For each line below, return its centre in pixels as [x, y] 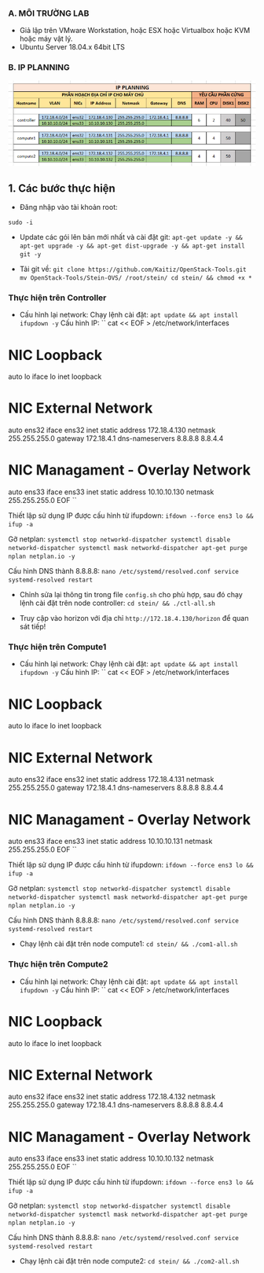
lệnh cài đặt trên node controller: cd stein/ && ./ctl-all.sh [117, 603]
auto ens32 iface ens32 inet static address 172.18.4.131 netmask [111, 780]
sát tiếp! [33, 627]
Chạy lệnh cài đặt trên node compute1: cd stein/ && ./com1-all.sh [128, 944]
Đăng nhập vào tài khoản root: [68, 207]
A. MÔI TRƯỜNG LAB [49, 13]
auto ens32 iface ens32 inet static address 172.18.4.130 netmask [112, 430]
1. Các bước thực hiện [62, 188]
